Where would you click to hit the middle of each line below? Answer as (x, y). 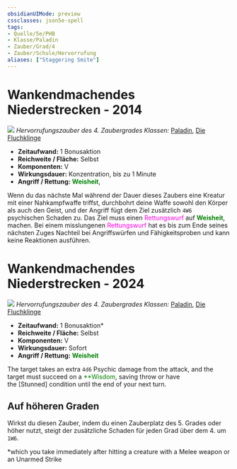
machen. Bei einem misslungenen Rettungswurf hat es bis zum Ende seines (118, 225)
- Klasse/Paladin (33, 40)
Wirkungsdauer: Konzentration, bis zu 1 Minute (87, 174)
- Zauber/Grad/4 (31, 47)
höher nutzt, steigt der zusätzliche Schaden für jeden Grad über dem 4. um (117, 431)
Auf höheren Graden (53, 406)
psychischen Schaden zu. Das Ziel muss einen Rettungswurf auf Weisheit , (116, 218)
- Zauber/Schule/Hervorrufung (52, 54)
